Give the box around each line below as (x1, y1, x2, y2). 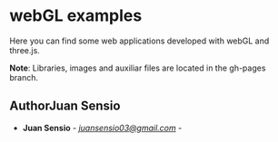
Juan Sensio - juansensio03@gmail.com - (22, 122, 183, 133)
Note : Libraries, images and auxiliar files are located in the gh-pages (9, 62, 266, 73)
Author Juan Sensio (9, 99, 121, 114)
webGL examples (9, 5, 143, 26)
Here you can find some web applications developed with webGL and (9, 35, 270, 46)
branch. (9, 71, 39, 82)
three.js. (9, 44, 41, 55)
